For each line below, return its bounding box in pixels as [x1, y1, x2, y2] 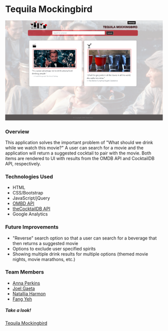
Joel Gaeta [12, 285, 35, 291]
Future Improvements [5, 223, 59, 230]
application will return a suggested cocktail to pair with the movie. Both [5, 150, 151, 156]
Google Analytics [12, 211, 48, 217]
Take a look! [5, 307, 31, 313]
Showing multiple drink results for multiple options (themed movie [12, 251, 148, 257]
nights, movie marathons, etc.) [12, 256, 75, 262]
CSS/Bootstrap [12, 190, 43, 196]
